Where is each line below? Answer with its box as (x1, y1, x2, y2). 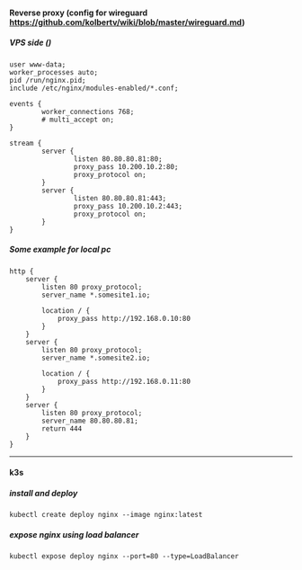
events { (9, 99, 42, 108)
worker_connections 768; (41, 107, 135, 116)
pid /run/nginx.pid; (9, 76, 87, 85)
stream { (9, 138, 42, 147)
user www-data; (9, 59, 67, 69)
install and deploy (9, 487, 78, 498)
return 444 (41, 423, 83, 433)
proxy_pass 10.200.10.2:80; (73, 162, 179, 171)
